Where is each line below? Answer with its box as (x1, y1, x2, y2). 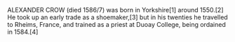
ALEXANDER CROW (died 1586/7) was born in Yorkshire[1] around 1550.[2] (7, 6, 224, 14)
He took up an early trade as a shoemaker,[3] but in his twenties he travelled (7, 13, 228, 21)
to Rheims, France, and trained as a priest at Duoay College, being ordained (7, 21, 226, 28)
